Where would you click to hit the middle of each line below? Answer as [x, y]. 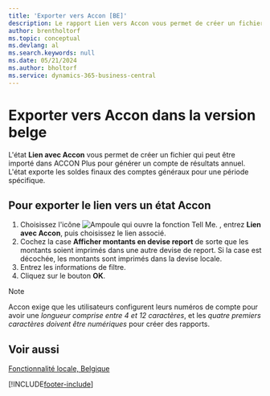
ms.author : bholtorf [43, 68]
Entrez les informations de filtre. [73, 267]
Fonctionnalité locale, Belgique [59, 369]
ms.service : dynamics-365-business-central [82, 76]
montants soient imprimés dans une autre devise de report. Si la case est [141, 251]
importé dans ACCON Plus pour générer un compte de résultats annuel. [127, 163]
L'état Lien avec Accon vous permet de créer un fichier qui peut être [122, 154]
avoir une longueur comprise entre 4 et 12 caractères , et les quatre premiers [135, 316]
